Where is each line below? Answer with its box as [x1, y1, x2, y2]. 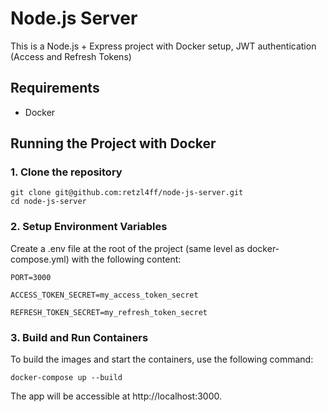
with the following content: [71, 253, 182, 265]
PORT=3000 [10, 272, 52, 282]
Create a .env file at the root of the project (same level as [10, 242, 245, 254]
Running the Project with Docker [10, 135, 217, 152]
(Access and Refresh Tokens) [10, 50, 132, 62]
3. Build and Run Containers [10, 330, 149, 344]
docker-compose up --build [10, 373, 123, 383]
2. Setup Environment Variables [10, 220, 168, 234]
